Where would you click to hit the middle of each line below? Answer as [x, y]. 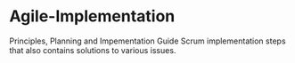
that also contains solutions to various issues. [93, 50]
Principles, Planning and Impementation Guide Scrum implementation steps [148, 41]
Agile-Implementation [92, 16]
